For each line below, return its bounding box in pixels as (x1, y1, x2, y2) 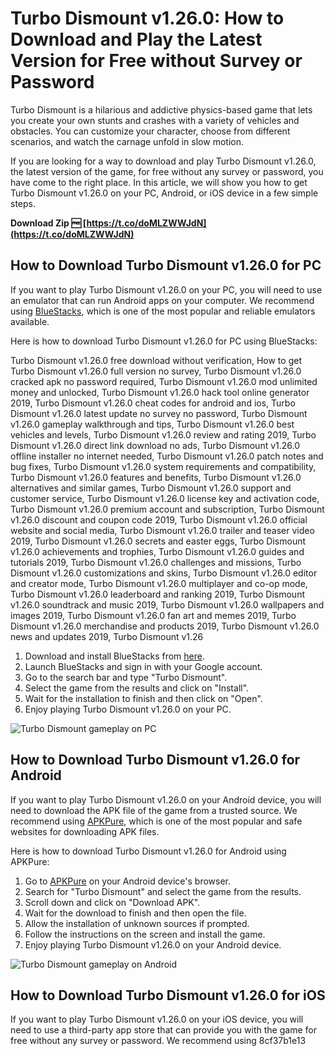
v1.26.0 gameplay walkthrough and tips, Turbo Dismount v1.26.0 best (10, 418, 295, 430)
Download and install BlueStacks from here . (24, 650, 205, 662)
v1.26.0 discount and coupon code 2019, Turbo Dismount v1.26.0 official (10, 513, 308, 526)
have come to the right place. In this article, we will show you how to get (10, 176, 308, 188)
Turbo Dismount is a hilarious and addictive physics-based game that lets (10, 103, 313, 116)
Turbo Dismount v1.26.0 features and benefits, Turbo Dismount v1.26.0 (10, 471, 302, 483)
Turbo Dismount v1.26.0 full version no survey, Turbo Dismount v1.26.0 (10, 365, 302, 377)
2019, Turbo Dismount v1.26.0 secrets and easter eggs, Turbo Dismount (10, 535, 307, 547)
